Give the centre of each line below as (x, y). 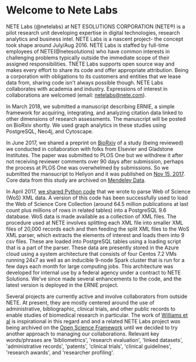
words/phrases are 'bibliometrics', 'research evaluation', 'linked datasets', (94, 340)
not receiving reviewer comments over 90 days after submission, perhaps (95, 161)
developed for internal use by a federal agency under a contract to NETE (94, 272)
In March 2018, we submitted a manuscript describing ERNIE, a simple (90, 106)
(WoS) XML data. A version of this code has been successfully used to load (97, 198)
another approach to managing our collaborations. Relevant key (83, 334)
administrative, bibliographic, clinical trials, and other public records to (91, 309)
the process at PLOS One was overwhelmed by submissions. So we (87, 167)
